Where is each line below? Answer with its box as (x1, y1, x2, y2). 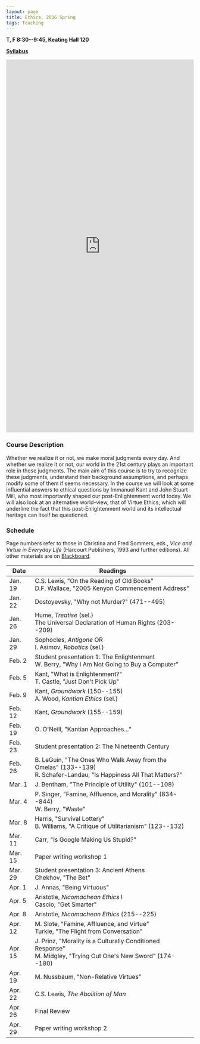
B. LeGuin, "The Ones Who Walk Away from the (35, 755, 167, 764)
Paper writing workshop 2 (35, 1024, 107, 1032)
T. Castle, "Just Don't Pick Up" (35, 677, 120, 685)
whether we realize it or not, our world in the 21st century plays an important (6, 461, 193, 468)
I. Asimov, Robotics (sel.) (35, 643, 104, 651)
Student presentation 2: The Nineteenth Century (35, 742, 170, 750)
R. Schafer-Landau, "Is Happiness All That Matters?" (35, 770, 183, 779)
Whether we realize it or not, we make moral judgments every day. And (6, 454, 180, 461)
